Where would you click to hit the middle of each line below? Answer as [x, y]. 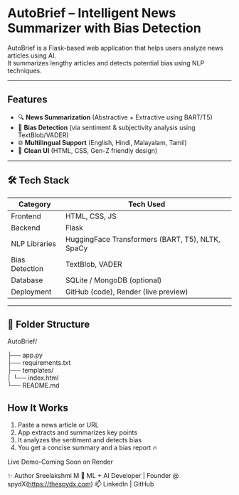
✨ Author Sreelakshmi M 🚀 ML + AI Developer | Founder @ [93, 476]
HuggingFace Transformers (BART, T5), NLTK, [143, 239]
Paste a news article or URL [58, 425]
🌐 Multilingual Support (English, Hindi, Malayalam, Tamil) [102, 142]
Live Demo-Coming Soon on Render [60, 462]
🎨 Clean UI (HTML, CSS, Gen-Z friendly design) [87, 150]
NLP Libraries [34, 243]
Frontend [26, 216]
